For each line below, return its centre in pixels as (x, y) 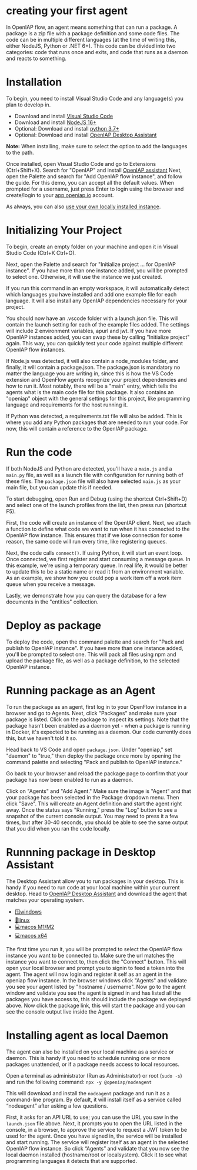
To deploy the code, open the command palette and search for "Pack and (95, 642)
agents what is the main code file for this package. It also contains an (90, 392)
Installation (34, 82)
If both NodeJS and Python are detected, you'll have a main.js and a (89, 468)
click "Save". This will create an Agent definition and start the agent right (94, 804)
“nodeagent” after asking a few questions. (57, 1106)
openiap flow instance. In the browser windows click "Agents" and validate (96, 980)
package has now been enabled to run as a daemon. (70, 779)
